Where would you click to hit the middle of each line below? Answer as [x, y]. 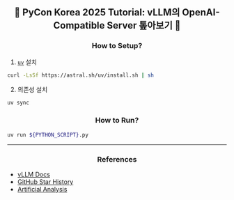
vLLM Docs [34, 174]
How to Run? [117, 121]
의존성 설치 [32, 89]
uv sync [18, 102]
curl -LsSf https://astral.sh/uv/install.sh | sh [81, 75]
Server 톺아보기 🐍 [144, 25]
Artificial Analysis [42, 189]
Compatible [79, 25]
